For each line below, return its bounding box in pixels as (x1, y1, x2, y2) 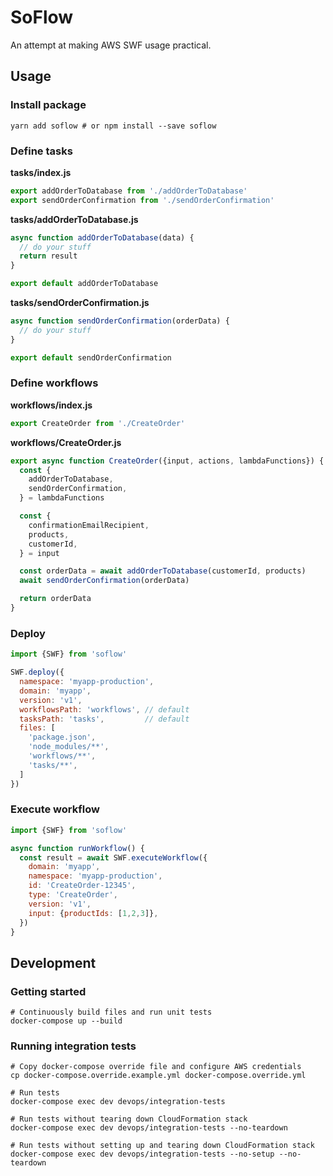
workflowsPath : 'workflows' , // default (19, 704, 190, 715)
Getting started (10, 984, 87, 998)
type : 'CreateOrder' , (28, 890, 118, 900)
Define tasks (10, 144, 73, 158)
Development (10, 954, 97, 971)
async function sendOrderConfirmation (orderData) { (10, 316, 230, 326)
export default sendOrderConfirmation (10, 352, 172, 363)
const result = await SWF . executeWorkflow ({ (19, 852, 208, 863)
